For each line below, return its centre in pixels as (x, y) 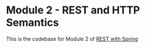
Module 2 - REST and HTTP (73, 10)
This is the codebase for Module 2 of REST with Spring (72, 39)
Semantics (33, 23)
